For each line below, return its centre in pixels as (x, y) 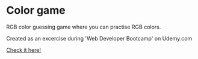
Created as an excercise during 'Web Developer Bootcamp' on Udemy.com (99, 38)
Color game (36, 10)
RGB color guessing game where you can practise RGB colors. (84, 27)
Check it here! (23, 50)
